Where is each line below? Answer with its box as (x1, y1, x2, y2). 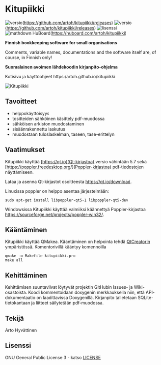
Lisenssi (5, 341, 31, 350)
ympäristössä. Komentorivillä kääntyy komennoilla (5, 244, 107, 250)
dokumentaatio (5, 295, 36, 301)
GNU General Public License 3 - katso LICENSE (5, 354, 101, 360)
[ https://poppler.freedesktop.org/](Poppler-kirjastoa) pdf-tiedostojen (5, 164, 144, 170)
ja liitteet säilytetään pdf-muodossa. (31, 300, 104, 306)
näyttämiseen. (5, 169, 34, 175)
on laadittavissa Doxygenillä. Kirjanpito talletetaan (36, 295, 137, 301)
